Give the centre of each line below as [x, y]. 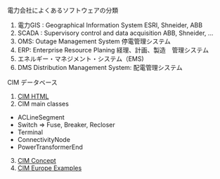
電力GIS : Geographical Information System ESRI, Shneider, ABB [110, 25]
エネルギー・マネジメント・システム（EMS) [80, 59]
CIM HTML [33, 96]
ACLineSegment [41, 117]
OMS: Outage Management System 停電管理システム [94, 41]
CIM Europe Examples [50, 168]
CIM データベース [32, 82]
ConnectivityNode [44, 139]
